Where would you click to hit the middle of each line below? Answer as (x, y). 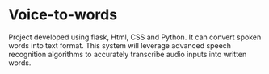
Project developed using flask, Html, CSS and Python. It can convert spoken (135, 37)
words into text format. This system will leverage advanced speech (120, 45)
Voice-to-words (63, 15)
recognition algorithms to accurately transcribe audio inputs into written (128, 54)
